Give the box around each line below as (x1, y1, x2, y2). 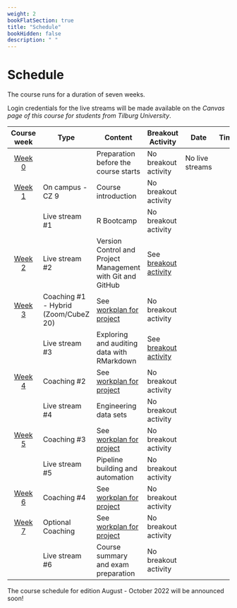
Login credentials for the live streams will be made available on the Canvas (7, 104, 225, 113)
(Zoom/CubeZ (42, 310, 90, 320)
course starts (96, 166, 141, 176)
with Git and (96, 272, 136, 281)
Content (104, 133, 133, 142)
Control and (96, 245, 135, 255)
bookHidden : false (7, 30, 61, 37)
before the (96, 158, 131, 168)
